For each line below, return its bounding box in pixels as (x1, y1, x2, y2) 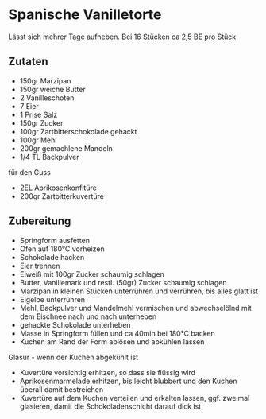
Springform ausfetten (19, 235, 90, 245)
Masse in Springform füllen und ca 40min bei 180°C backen (19, 328, 216, 338)
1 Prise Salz (19, 110, 58, 119)
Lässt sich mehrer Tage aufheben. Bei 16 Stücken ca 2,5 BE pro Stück (8, 32, 237, 41)
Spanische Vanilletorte (8, 6, 162, 24)
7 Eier (19, 101, 39, 111)
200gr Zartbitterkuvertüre (19, 191, 105, 200)
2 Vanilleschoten (19, 93, 75, 103)
